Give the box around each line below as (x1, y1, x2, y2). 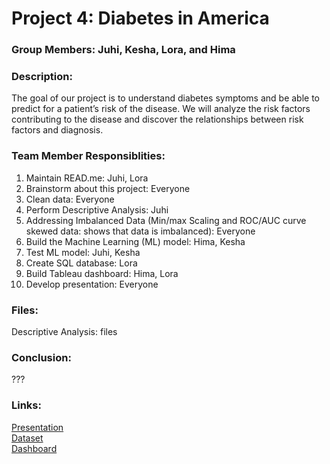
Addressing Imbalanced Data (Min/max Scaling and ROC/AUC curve (25, 214, 307, 226)
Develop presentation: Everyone (25, 278, 159, 290)
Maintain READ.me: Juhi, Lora (25, 172, 149, 184)
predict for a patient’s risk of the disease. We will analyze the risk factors (11, 103, 311, 115)
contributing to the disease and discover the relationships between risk (11, 113, 304, 126)
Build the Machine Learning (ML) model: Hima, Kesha (25, 235, 246, 247)
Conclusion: (11, 350, 72, 364)
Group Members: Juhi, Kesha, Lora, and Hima (11, 43, 236, 57)
